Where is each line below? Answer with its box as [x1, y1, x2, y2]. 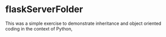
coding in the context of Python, [5, 25, 73, 31]
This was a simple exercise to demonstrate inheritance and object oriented [5, 20, 161, 26]
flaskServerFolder [5, 4, 83, 15]
